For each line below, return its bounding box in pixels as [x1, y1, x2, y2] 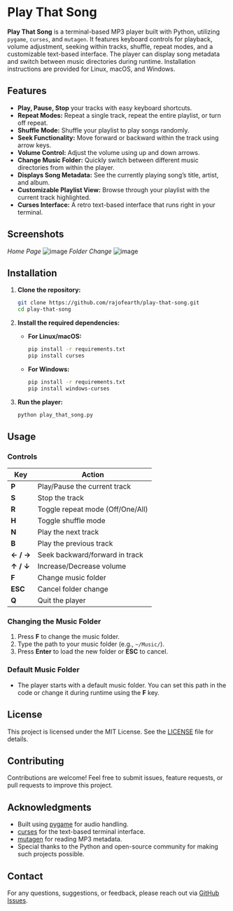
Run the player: [17, 398, 63, 406]
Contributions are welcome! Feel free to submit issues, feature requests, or [7, 774, 223, 782]
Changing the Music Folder [7, 616, 101, 626]
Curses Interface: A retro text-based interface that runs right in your [17, 201, 216, 209]
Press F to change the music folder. [17, 633, 120, 641]
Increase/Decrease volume [37, 562, 127, 572]
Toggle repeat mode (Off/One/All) [37, 504, 148, 514]
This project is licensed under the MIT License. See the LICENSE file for [7, 727, 214, 736]
